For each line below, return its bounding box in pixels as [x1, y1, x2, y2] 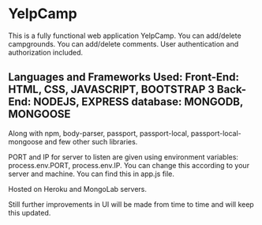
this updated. [8, 208, 51, 217]
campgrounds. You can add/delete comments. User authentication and [8, 39, 239, 48]
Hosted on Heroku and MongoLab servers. [8, 184, 148, 193]
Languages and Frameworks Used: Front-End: [8, 70, 239, 84]
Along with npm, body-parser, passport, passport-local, [8, 128, 189, 138]
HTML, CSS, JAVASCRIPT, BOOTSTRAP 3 [8, 83, 215, 96]
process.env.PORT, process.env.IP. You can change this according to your [8, 160, 250, 170]
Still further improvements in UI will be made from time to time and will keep [8, 199, 254, 209]
